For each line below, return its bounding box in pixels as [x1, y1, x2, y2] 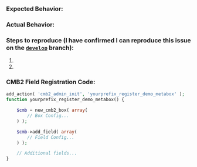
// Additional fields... [16, 151, 77, 156]
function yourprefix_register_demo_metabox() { [6, 96, 125, 103]
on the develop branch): [6, 44, 74, 52]
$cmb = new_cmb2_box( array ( [16, 108, 88, 113]
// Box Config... [27, 113, 69, 119]
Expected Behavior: [6, 5, 63, 13]
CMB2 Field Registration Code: [6, 78, 96, 86]
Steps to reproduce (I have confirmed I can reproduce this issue [6, 36, 192, 44]
